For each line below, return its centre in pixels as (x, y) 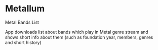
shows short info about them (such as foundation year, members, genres (79, 37)
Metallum (25, 9)
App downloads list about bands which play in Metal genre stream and (77, 32)
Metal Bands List (22, 22)
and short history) (23, 42)
